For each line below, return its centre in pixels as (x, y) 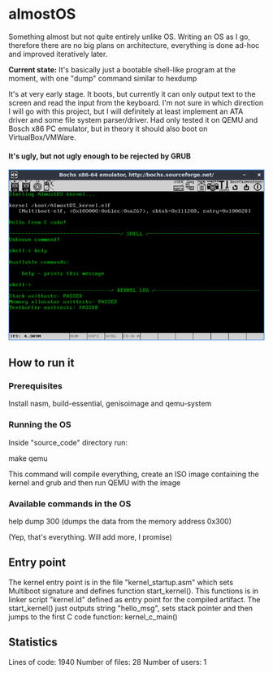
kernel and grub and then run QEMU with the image (95, 482)
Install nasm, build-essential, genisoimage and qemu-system (110, 404)
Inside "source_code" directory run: (68, 442)
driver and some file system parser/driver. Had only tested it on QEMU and (133, 119)
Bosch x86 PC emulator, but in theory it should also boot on (108, 128)
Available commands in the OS (70, 503)
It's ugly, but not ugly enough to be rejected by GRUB (100, 156)
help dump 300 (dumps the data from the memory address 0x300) (120, 521)
